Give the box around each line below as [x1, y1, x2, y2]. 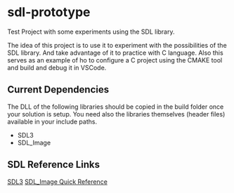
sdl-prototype [7, 4, 91, 20]
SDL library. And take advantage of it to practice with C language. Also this [7, 48, 223, 57]
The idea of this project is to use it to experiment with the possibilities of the [7, 41, 227, 49]
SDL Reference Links [7, 159, 100, 171]
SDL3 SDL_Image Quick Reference [7, 177, 108, 186]
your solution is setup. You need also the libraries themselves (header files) [7, 109, 226, 118]
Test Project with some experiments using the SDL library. [7, 27, 175, 36]
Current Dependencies [7, 84, 110, 95]
